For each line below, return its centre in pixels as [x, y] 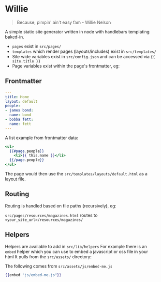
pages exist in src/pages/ [37, 46]
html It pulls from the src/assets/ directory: [48, 257]
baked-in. [15, 37]
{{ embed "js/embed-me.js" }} [33, 275]
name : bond [20, 115]
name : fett [20, 124]
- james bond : [19, 110]
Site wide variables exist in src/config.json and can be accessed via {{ [84, 56]
